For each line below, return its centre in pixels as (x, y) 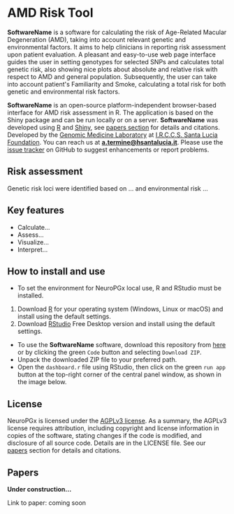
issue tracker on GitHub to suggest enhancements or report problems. (108, 149)
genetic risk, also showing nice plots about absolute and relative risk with (112, 69)
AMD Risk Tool (50, 13)
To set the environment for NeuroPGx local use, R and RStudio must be (119, 288)
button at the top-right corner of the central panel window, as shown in (119, 374)
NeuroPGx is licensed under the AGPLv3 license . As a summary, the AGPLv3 (117, 421)
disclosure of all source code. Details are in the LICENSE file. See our (107, 443)
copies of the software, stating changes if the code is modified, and (105, 436)
